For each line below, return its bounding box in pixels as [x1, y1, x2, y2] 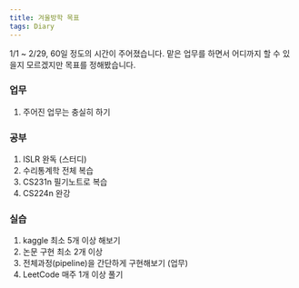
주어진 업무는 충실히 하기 [22, 106, 111, 117]
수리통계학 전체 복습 [22, 165, 94, 176]
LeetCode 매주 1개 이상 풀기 [22, 269, 124, 280]
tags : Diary [9, 22, 55, 31]
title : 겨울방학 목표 [9, 13, 80, 23]
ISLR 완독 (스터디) [22, 154, 87, 164]
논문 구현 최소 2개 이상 [22, 246, 104, 257]
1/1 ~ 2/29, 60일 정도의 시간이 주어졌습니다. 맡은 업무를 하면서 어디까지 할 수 [9, 47, 281, 59]
